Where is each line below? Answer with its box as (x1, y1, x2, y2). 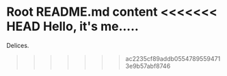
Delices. (6, 41, 29, 49)
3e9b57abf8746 (125, 62, 171, 70)
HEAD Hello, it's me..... (6, 18, 139, 34)
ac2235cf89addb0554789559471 (125, 54, 221, 62)
